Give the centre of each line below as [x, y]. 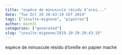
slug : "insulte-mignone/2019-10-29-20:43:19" [53, 33]
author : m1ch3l [21, 24]
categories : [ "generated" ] [33, 28]
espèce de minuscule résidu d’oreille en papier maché [61, 47]
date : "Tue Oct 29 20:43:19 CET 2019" [46, 14]
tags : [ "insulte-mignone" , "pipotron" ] [47, 19]
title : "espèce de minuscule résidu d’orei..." [56, 10]
